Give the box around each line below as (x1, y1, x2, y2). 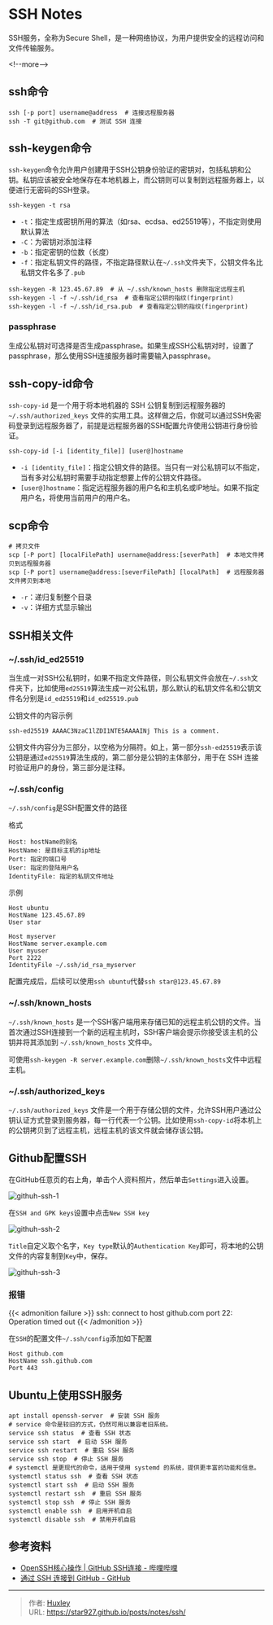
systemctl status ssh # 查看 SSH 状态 (8, 1472, 139, 1480)
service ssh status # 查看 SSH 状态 (8, 1429, 132, 1437)
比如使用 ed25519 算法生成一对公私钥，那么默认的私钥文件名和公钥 (36, 683, 255, 693)
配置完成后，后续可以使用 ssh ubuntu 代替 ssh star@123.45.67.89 (8, 976, 221, 986)
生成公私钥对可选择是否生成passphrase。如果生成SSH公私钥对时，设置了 (8, 340, 254, 350)
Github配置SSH (8, 1151, 87, 1165)
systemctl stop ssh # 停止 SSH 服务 (8, 1498, 132, 1506)
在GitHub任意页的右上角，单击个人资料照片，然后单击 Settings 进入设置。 (8, 1174, 253, 1185)
